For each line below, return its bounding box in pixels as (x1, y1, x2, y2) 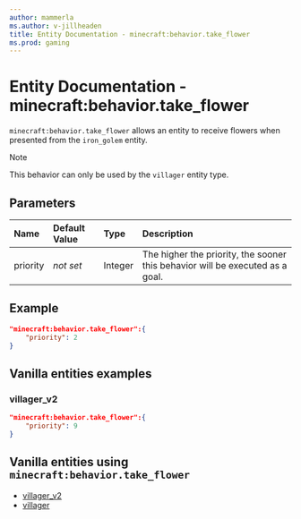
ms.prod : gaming (9, 38, 70, 47)
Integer (103, 259, 134, 271)
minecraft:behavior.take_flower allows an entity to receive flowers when (9, 125, 280, 136)
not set (53, 259, 82, 271)
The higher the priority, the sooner (142, 248, 287, 260)
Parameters (9, 195, 76, 210)
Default (53, 222, 85, 234)
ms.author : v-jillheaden (9, 21, 102, 30)
